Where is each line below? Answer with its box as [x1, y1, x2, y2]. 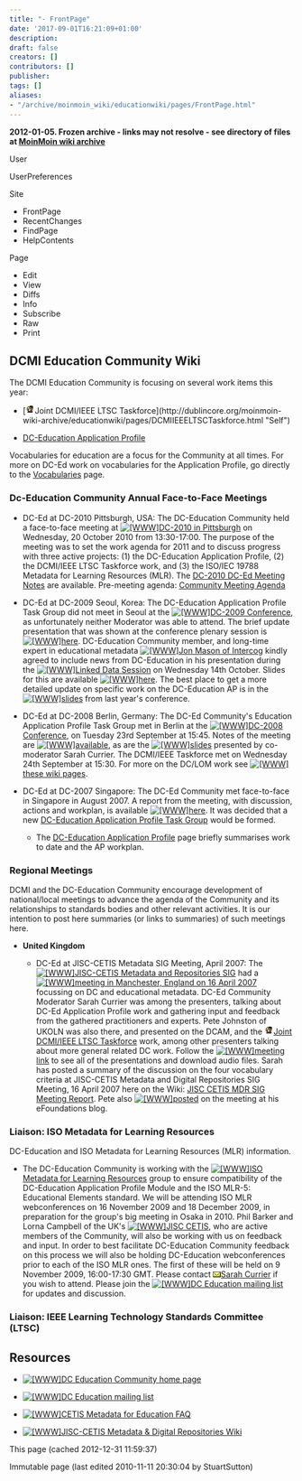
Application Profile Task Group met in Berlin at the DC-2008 [22, 720, 284, 731]
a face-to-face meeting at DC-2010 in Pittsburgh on [22, 522, 253, 533]
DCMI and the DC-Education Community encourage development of [9, 884, 263, 895]
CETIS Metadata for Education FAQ [61, 1409, 191, 1420]
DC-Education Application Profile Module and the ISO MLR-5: [22, 1183, 251, 1194]
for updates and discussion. [22, 1288, 126, 1299]
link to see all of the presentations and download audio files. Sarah [35, 1055, 284, 1066]
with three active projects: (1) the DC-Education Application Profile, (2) [22, 551, 285, 562]
